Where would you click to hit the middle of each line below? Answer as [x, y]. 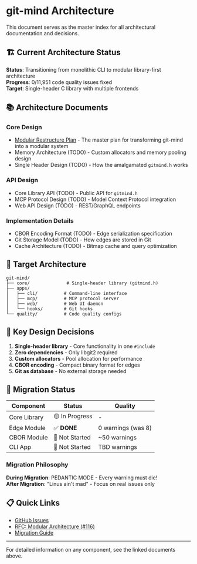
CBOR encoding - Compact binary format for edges [77, 365]
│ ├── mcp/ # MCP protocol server [62, 298]
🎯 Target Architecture [46, 265]
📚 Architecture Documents [57, 108]
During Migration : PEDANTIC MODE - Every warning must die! [82, 478]
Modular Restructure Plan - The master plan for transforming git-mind [99, 140]
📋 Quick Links [33, 503]
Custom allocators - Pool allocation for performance [78, 358]
